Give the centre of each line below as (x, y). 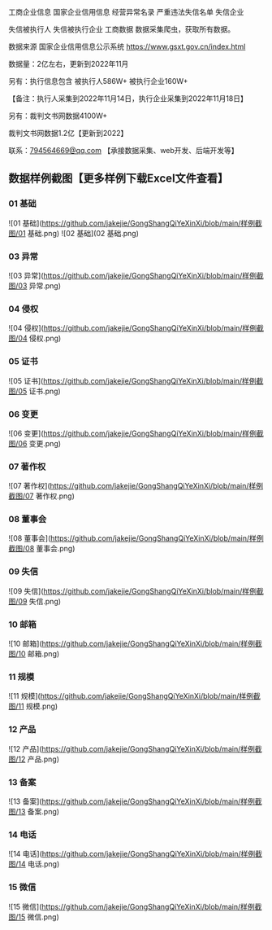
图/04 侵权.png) (35, 338)
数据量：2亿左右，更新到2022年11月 (69, 64)
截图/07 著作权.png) (42, 496)
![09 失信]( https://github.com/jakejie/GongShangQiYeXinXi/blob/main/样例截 (136, 591)
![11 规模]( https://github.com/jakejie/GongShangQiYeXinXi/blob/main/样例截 (135, 696)
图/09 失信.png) (35, 601)
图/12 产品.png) (34, 759)
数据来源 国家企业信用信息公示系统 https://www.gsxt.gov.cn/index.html (127, 46)
